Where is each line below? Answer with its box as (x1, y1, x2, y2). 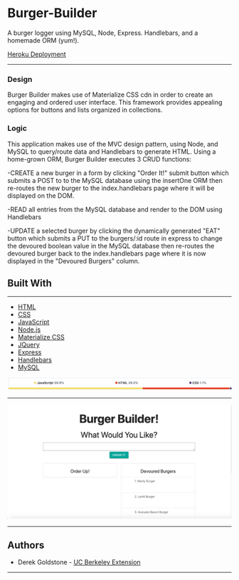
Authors (7, 539, 45, 551)
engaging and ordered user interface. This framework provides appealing (7, 98, 223, 107)
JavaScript (17, 318, 50, 327)
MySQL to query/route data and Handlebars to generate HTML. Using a (7, 147, 216, 156)
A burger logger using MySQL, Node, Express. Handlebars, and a (7, 28, 198, 37)
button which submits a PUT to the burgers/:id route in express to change (7, 233, 223, 243)
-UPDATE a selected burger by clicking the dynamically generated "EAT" (7, 226, 221, 235)
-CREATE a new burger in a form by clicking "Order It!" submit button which (7, 169, 229, 177)
